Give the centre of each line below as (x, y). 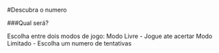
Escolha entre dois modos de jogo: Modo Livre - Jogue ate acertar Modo (110, 36)
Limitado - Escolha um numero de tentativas (69, 43)
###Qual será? (28, 23)
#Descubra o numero (37, 10)
